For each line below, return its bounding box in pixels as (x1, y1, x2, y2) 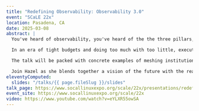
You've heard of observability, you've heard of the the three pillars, (11, 36, 195, 42)
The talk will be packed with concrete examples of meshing (11, 58, 163, 64)
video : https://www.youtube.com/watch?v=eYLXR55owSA (6, 96, 139, 102)
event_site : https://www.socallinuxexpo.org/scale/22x (6, 90, 145, 97)
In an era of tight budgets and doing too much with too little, (11, 47, 176, 53)
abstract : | (6, 31, 36, 37)
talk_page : (6, 85, 33, 91)
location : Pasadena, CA (6, 20, 65, 26)
